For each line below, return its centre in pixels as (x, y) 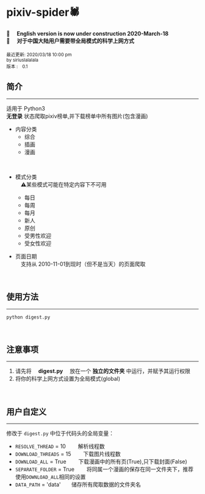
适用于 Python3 (26, 108)
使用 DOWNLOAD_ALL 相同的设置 (50, 477)
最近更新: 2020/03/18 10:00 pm (39, 54)
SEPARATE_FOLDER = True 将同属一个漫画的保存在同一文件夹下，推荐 (104, 470)
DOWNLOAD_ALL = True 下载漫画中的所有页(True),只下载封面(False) (101, 462)
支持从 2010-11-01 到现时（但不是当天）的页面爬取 (83, 264)
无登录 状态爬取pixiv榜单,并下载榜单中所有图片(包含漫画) (77, 116)
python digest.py (28, 317)
